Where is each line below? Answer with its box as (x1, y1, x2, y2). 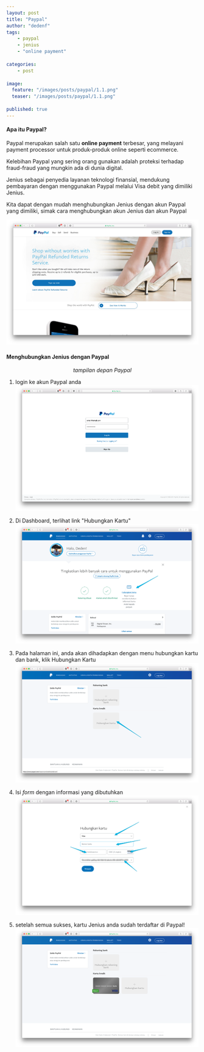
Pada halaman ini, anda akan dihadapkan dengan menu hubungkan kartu (15, 650, 199, 657)
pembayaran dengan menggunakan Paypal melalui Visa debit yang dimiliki (6, 182, 193, 190)
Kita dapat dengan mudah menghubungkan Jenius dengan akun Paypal (6, 201, 186, 208)
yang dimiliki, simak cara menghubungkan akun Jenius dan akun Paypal (6, 207, 187, 215)
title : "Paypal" (6, 16, 47, 23)
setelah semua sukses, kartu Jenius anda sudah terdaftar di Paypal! (15, 921, 185, 928)
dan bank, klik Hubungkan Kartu (15, 656, 96, 664)
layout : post (6, 10, 40, 16)
